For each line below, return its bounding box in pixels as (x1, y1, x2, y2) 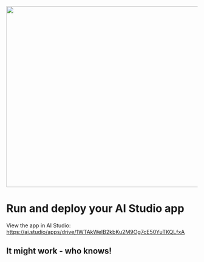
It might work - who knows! (6, 246, 112, 257)
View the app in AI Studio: (6, 222, 71, 229)
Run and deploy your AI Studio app (6, 202, 185, 216)
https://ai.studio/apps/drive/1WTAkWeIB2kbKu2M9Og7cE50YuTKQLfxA (6, 228, 185, 235)
